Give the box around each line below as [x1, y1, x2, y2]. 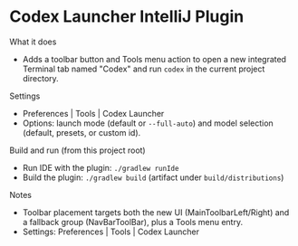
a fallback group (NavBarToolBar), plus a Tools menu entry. [22, 216, 243, 227]
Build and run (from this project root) [9, 145, 147, 156]
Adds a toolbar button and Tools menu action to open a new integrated [22, 53, 287, 64]
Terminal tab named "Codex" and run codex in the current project [22, 63, 265, 74]
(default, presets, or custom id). [22, 127, 141, 137]
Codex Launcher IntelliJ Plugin [9, 6, 245, 27]
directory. [22, 72, 59, 83]
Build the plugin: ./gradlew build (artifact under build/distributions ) [22, 172, 284, 183]
